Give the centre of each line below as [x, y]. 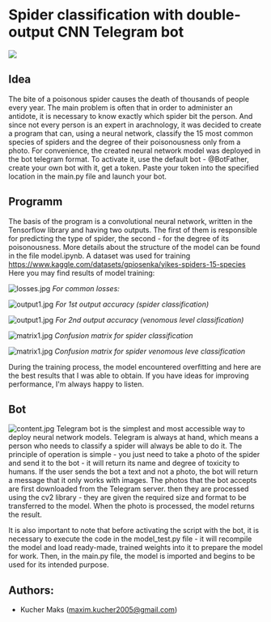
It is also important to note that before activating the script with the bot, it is [134, 531]
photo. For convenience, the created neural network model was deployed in [135, 150]
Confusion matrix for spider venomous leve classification [150, 351]
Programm [36, 202]
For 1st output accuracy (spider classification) [132, 304]
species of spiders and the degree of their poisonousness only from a [125, 142]
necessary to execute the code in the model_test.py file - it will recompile [130, 539]
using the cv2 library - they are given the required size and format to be [127, 497]
